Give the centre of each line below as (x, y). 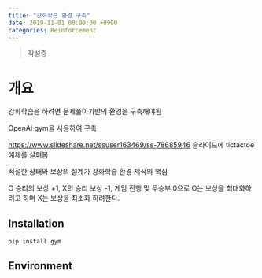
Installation (36, 223)
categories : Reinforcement (52, 30)
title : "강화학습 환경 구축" (49, 15)
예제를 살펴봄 (28, 155)
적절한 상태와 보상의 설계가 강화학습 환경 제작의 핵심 (88, 172)
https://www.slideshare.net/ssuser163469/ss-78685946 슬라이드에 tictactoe (131, 145)
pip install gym (35, 242)
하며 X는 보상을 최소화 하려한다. (71, 198)
